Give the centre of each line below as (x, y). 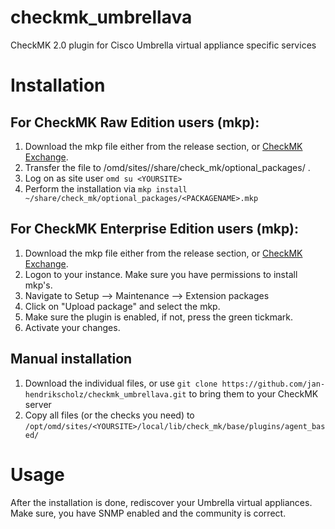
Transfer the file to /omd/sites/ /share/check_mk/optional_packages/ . (167, 167)
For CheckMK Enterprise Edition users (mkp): (154, 229)
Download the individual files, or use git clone (121, 383)
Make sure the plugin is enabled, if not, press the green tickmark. (158, 317)
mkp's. (38, 285)
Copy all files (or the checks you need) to (109, 415)
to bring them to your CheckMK (253, 393)
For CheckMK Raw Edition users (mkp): (135, 122)
